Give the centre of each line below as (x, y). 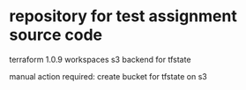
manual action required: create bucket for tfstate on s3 (108, 76)
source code (56, 35)
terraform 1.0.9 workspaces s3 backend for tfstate (100, 59)
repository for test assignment (123, 16)
